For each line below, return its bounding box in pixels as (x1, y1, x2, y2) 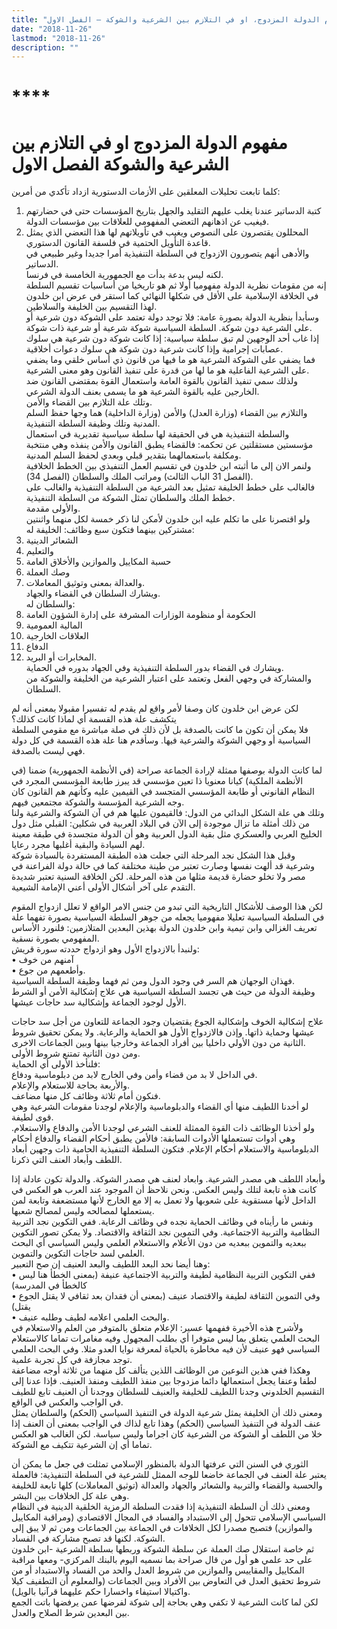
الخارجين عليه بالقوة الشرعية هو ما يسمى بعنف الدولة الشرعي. (25, 386, 260, 398)
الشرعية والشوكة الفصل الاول (11, 152, 229, 175)
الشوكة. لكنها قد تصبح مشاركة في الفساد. (11, 1532, 166, 1545)
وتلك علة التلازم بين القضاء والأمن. (25, 396, 153, 408)
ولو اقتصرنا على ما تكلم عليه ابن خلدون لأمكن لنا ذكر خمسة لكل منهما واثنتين (25, 513, 311, 525)
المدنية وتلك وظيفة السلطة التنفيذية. (25, 417, 161, 430)
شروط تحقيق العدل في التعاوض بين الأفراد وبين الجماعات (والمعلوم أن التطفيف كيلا (11, 1575, 321, 1587)
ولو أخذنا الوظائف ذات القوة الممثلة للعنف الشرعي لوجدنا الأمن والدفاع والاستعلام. (11, 1122, 316, 1134)
